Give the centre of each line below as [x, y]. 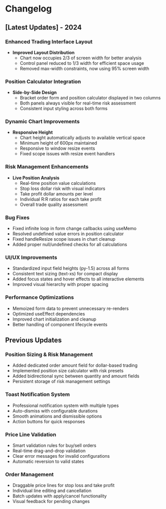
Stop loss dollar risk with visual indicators [62, 188]
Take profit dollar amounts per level [56, 193]
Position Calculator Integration [43, 81]
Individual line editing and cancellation [52, 491]
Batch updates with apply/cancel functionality [59, 496]
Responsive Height [32, 132]
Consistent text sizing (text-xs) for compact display [65, 274]
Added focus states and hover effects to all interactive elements [78, 279]
